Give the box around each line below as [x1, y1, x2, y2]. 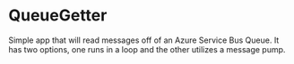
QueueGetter [8, 5, 108, 26]
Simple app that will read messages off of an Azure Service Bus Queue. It [8, 35, 280, 45]
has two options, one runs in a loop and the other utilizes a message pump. [8, 44, 286, 54]
